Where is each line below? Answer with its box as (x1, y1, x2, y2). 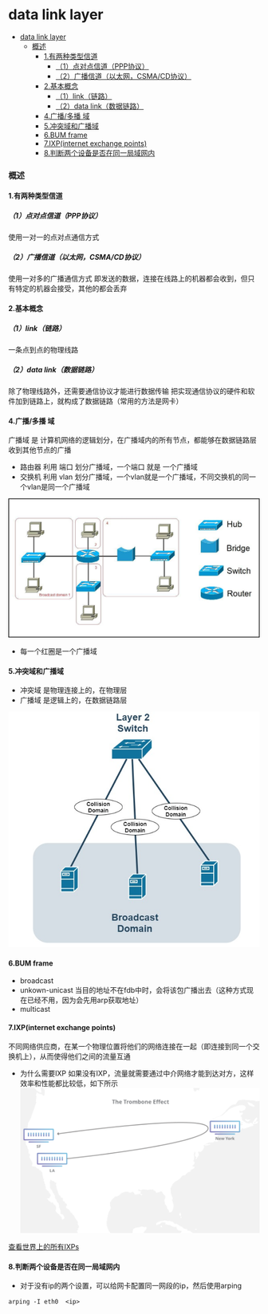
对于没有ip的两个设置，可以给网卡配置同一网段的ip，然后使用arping (19, 1281, 242, 1291)
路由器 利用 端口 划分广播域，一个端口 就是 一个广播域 (19, 462, 198, 472)
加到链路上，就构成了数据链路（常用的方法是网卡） (14, 396, 183, 406)
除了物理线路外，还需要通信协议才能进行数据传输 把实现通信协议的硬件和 (8, 386, 248, 395)
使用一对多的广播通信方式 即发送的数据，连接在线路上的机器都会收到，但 (8, 273, 248, 284)
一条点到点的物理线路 (8, 344, 78, 354)
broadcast (19, 976, 54, 985)
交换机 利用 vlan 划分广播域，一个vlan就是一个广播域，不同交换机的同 (19, 472, 250, 482)
